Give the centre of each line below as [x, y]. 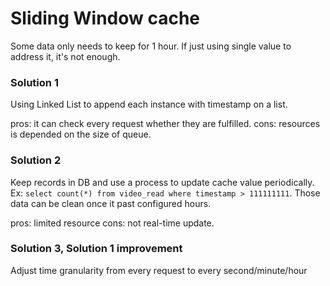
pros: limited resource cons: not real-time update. [112, 223]
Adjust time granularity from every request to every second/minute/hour [159, 270]
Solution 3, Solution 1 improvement [96, 249]
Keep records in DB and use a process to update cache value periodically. [162, 182]
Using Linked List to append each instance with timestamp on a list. [149, 104]
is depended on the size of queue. [81, 134]
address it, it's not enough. [65, 56]
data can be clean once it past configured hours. [111, 203]
